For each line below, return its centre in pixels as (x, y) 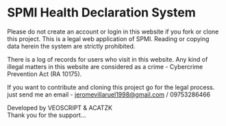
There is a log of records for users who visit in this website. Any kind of (108, 59)
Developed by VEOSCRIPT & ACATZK (60, 108)
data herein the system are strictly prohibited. (71, 46)
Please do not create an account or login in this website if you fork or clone (113, 32)
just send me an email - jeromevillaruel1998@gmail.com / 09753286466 (109, 94)
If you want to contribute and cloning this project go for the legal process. (111, 87)
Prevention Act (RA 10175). (45, 74)
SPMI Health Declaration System (102, 13)
